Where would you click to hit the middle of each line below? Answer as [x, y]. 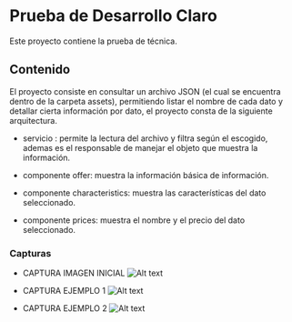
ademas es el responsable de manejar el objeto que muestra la [140, 147]
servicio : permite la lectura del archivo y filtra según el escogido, [145, 138]
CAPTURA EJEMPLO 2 [65, 308]
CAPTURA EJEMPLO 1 [64, 291]
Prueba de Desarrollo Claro [114, 16]
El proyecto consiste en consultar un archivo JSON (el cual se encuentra [145, 91]
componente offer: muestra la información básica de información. [146, 175]
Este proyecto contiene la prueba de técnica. [93, 41]
